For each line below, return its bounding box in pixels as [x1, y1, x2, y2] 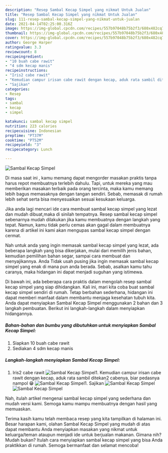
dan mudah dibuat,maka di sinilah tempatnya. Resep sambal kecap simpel [5, 211, 157, 217]
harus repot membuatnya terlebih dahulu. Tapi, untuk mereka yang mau [5, 180, 152, 186]
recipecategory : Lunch [5, 147, 52, 152]
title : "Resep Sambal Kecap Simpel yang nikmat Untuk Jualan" [5, 12, 137, 17]
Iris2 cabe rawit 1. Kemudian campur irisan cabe [12, 369, 161, 375]
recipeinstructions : [5, 68, 48, 73]
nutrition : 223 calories [5, 123, 57, 128]
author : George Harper [5, 40, 52, 45]
